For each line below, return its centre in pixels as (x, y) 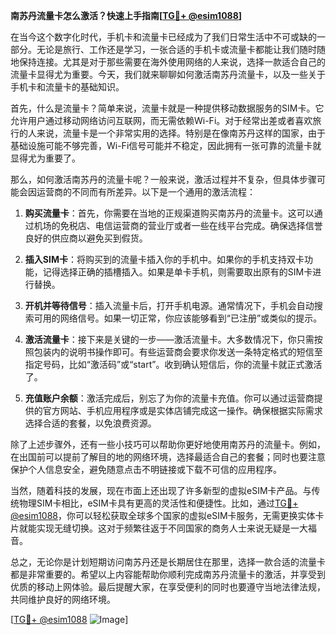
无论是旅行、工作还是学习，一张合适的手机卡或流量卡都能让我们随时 (176, 49)
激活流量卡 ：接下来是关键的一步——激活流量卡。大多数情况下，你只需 (169, 339)
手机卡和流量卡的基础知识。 (67, 87)
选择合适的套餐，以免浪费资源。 (90, 423)
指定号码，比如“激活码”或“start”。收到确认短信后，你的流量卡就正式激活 (173, 364)
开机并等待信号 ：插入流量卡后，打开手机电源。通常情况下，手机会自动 (169, 305)
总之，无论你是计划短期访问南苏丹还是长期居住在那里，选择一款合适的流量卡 (168, 562)
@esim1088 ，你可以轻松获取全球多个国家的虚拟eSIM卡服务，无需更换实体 (163, 515)
